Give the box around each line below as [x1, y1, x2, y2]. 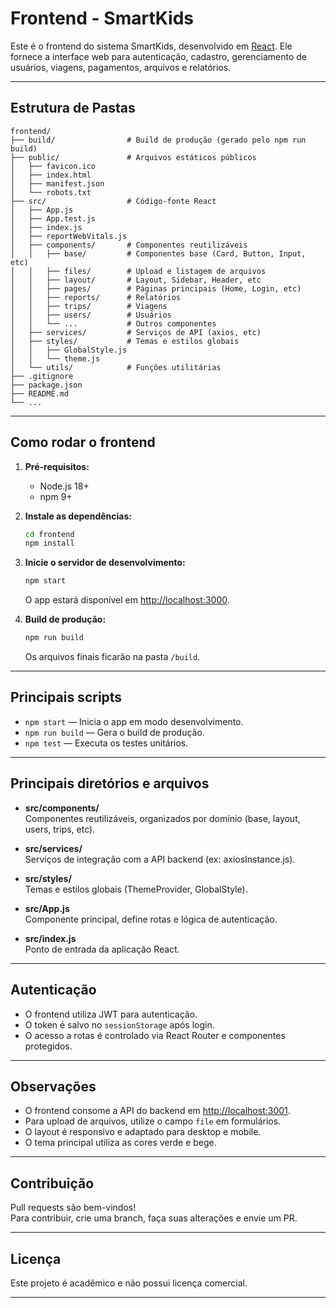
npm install [24, 538, 75, 549]
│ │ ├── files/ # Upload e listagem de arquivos [10, 266, 267, 276]
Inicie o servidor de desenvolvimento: [24, 557, 186, 569]
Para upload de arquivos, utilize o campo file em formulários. [24, 1115, 282, 1127]
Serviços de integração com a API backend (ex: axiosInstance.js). [24, 853, 296, 865]
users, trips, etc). [24, 823, 96, 835]
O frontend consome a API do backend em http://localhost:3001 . [24, 1105, 291, 1117]
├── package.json [10, 380, 83, 390]
